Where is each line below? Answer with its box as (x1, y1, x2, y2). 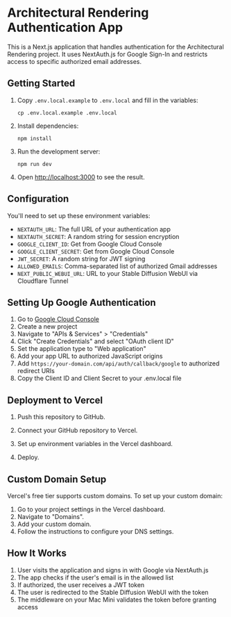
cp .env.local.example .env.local (17, 109, 117, 116)
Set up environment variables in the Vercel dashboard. (17, 440, 173, 448)
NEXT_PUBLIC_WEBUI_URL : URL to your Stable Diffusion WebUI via (17, 269, 198, 277)
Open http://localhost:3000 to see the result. (17, 172, 145, 181)
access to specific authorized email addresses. (7, 57, 142, 65)
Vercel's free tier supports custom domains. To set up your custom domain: (7, 492, 223, 500)
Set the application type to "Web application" (17, 345, 147, 353)
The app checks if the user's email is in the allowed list (17, 573, 174, 582)
